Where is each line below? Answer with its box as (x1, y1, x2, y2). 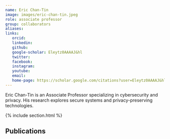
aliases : (5, 26, 24, 31)
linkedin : (12, 40, 33, 45)
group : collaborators (5, 21, 51, 27)
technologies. (5, 102, 34, 109)
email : (12, 73, 26, 78)
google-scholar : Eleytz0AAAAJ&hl (12, 50, 82, 55)
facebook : (12, 59, 33, 64)
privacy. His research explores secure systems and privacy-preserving (5, 97, 153, 103)
